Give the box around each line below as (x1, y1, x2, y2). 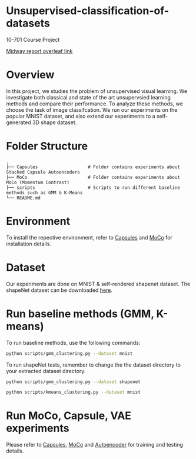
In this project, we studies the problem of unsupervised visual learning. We (6, 87, 188, 95)
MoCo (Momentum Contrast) (6, 179, 69, 185)
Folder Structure (6, 139, 88, 153)
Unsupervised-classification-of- (6, 4, 170, 18)
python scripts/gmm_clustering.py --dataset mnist (6, 350, 133, 357)
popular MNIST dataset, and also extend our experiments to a (6, 112, 155, 119)
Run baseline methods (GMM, (6, 307, 154, 320)
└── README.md (6, 195, 41, 201)
